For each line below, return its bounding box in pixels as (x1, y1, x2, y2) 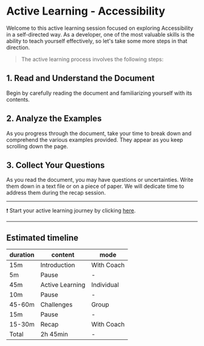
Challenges (40, 300, 73, 309)
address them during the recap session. (6, 189, 106, 196)
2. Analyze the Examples (6, 114, 102, 124)
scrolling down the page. (6, 142, 69, 150)
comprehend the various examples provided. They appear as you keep (6, 136, 183, 144)
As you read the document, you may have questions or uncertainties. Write (6, 176, 194, 184)
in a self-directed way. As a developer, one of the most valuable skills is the (6, 30, 195, 38)
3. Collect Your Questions (6, 160, 105, 170)
